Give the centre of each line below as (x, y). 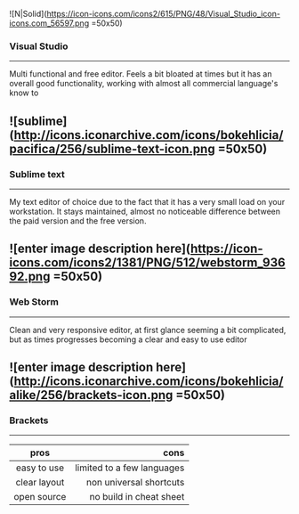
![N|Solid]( (28, 14)
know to (24, 93)
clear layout (40, 483)
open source (40, 497)
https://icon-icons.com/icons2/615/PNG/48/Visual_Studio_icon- (163, 14)
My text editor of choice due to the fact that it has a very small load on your (147, 201)
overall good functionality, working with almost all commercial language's (144, 84)
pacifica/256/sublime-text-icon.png (112, 148)
